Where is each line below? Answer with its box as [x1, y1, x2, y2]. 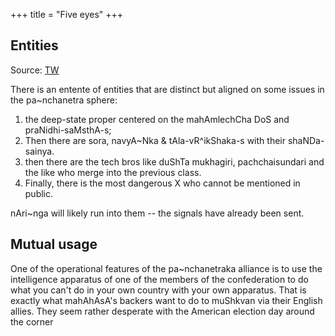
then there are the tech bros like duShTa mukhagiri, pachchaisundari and [24, 155, 325, 168]
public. [24, 187, 54, 199]
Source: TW [10, 64, 60, 76]
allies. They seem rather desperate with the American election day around [10, 305, 315, 317]
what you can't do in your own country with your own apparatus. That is [10, 284, 307, 296]
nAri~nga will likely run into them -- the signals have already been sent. [10, 207, 305, 219]
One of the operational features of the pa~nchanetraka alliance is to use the [10, 262, 323, 274]
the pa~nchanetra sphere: [10, 94, 118, 106]
